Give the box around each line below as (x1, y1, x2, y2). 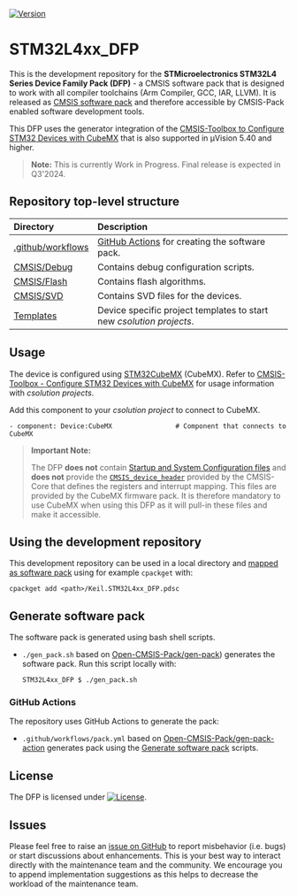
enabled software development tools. (9, 106, 145, 117)
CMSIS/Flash (13, 275, 68, 287)
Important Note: (30, 445, 91, 456)
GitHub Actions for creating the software (96, 235, 266, 248)
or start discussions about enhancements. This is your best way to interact (9, 850, 281, 862)
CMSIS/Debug (13, 261, 73, 273)
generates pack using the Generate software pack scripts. (47, 743, 259, 754)
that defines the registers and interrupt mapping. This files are (50, 480, 277, 491)
